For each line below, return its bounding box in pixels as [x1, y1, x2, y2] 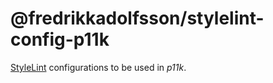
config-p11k [10, 28, 110, 51]
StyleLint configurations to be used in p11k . [10, 61, 187, 73]
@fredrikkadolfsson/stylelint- [10, 7, 265, 30]
